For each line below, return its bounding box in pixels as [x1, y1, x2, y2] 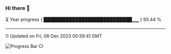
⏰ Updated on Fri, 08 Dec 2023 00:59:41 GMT [5, 33, 102, 39]
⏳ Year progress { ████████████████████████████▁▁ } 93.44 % [5, 16, 162, 22]
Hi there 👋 [5, 5, 31, 12]
